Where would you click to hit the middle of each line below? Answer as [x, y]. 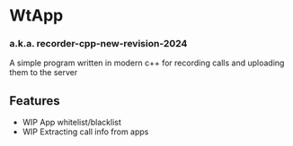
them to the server [44, 73]
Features [35, 101]
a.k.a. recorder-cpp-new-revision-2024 [98, 44]
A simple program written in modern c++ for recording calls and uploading [147, 63]
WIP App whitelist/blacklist [71, 123]
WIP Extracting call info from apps [85, 132]
